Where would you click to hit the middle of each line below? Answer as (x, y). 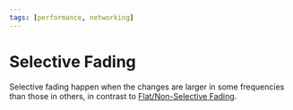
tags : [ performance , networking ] (72, 17)
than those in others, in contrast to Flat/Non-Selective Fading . (123, 96)
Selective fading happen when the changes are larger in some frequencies (147, 87)
